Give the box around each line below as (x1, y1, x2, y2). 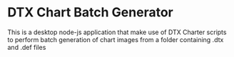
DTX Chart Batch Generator (7, 4, 173, 21)
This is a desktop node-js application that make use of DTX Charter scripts (7, 28, 227, 36)
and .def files (7, 43, 46, 51)
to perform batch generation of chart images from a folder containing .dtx (7, 35, 224, 43)
